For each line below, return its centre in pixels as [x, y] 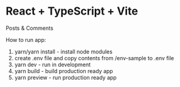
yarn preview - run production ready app [65, 77]
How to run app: [26, 40]
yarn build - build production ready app [64, 71]
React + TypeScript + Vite [72, 11]
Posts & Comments [29, 28]
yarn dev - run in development [53, 64]
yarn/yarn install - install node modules [64, 51]
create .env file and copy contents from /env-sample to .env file [94, 58]
